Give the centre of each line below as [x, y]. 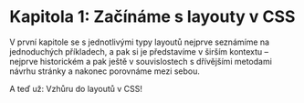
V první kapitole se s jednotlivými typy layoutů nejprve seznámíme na [140, 42]
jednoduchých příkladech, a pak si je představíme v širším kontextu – [139, 51]
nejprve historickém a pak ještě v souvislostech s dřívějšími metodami [141, 61]
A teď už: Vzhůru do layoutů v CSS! [76, 88]
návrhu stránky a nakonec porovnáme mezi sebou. [105, 71]
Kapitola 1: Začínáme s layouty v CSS [152, 17]
